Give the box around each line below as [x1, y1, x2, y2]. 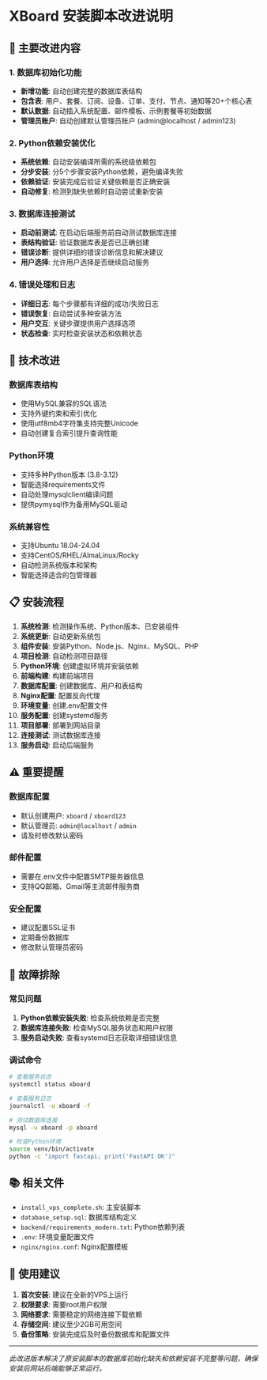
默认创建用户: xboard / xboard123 [20, 811, 126, 820]
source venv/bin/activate [9, 1145, 94, 1153]
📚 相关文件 [9, 1176, 65, 1190]
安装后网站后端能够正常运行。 [9, 1363, 106, 1373]
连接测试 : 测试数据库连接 [20, 730, 101, 739]
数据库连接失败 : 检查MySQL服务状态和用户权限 [20, 1023, 173, 1032]
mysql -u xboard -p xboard [9, 1124, 98, 1132]
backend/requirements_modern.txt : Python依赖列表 [20, 1222, 186, 1231]
